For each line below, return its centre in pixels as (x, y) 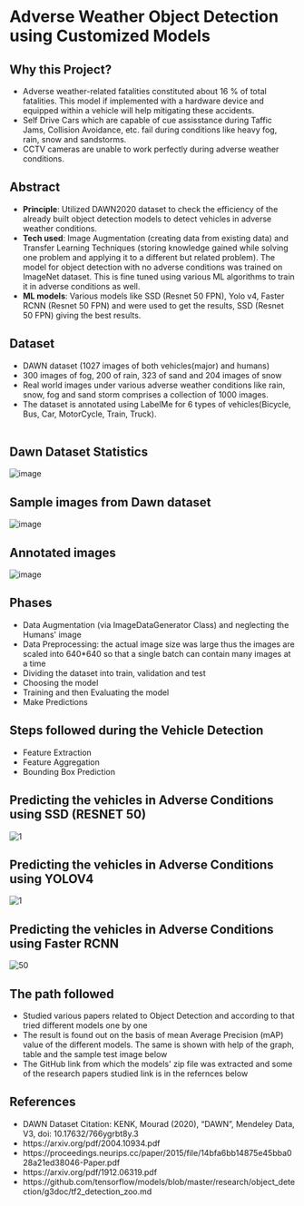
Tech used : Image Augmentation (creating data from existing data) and (155, 238)
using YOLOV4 (52, 879)
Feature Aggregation (61, 762)
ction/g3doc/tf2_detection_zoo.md (87, 1191)
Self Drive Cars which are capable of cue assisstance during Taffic (147, 120)
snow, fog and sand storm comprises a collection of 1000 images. (146, 394)
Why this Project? (60, 69)
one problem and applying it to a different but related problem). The (148, 257)
